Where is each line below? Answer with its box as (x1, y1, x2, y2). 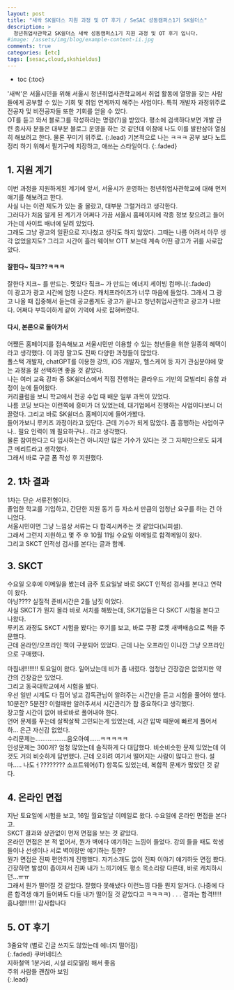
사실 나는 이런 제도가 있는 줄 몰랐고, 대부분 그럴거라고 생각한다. (7, 201, 178, 210)
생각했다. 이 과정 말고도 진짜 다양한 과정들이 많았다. (19, 348, 159, 357)
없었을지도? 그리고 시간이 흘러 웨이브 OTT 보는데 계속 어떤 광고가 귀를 (14, 236, 205, 245)
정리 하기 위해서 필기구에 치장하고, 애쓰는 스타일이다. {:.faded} (7, 141, 178, 150)
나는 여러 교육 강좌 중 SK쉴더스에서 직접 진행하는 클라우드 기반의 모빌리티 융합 (7, 375, 219, 383)
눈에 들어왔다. (19, 383, 58, 392)
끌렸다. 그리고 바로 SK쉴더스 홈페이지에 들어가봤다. (7, 410, 146, 418)
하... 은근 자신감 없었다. (7, 725, 70, 734)
